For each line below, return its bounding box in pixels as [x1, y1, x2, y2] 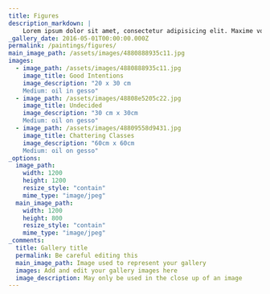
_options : [8, 154, 42, 162]
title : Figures [8, 11, 59, 20]
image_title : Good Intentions [22, 72, 125, 80]
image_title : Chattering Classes [22, 131, 135, 139]
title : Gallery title [15, 244, 88, 252]
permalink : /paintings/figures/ [8, 42, 117, 50]
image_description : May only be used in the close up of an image [15, 274, 243, 282]
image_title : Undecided [22, 101, 103, 110]
